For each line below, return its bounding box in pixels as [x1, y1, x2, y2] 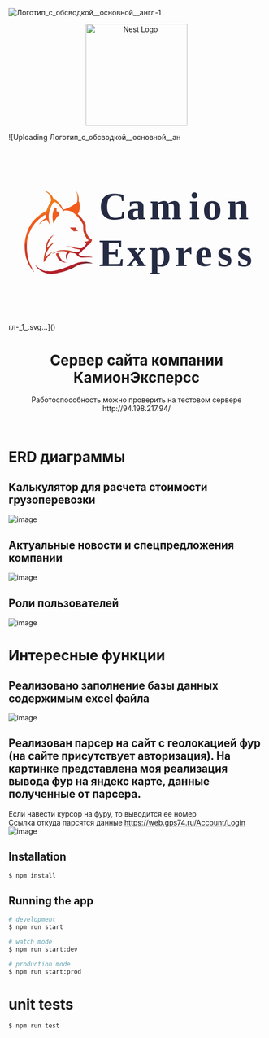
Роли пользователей [8, 596, 119, 610]
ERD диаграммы [8, 448, 126, 466]
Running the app [8, 894, 93, 908]
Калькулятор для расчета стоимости [8, 480, 208, 494]
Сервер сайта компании [50, 351, 223, 370]
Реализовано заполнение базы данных [8, 678, 219, 692]
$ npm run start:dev [8, 945, 79, 953]
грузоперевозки [8, 493, 96, 506]
